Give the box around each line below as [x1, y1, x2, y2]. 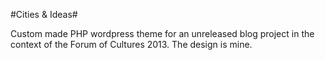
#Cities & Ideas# [10, 9, 78, 20]
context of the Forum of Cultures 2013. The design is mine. [10, 39, 253, 50]
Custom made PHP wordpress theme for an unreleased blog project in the [10, 28, 315, 39]
